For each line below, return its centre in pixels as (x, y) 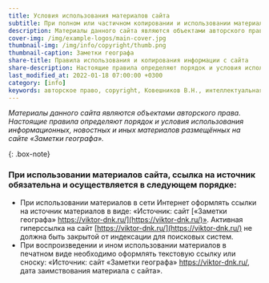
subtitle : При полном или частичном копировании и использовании (119, 23)
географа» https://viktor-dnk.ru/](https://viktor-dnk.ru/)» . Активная (131, 219)
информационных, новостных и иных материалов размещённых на (124, 130)
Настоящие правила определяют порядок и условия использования (126, 122)
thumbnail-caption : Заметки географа (71, 53)
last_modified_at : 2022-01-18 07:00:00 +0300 (85, 75)
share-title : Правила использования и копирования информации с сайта (128, 61)
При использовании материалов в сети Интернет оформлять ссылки (138, 202)
